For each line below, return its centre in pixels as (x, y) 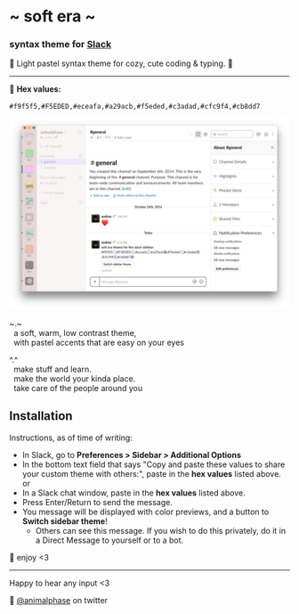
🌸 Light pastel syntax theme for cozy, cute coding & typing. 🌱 (121, 63)
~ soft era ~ (53, 16)
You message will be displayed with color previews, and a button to (145, 512)
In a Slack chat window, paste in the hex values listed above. (134, 493)
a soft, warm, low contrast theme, (75, 333)
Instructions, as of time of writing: (71, 438)
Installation (41, 416)
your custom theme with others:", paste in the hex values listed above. (152, 473)
